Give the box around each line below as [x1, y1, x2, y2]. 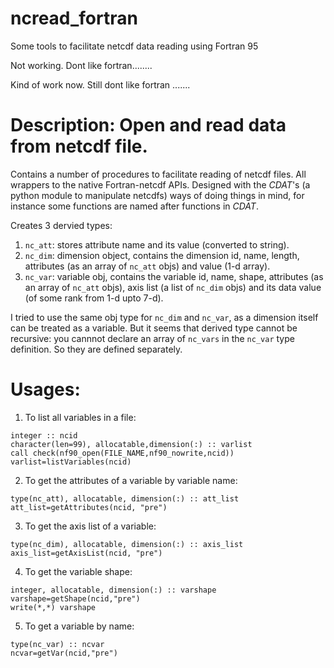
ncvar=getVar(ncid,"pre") [10, 648, 118, 658]
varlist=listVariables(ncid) [10, 457, 132, 467]
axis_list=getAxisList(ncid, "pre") [10, 548, 163, 558]
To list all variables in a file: [24, 411, 137, 423]
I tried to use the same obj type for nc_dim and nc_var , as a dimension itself [10, 311, 319, 323]
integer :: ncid [10, 430, 78, 441]
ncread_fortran [10, 7, 138, 30]
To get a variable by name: [24, 620, 135, 632]
